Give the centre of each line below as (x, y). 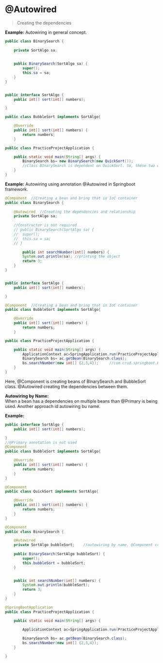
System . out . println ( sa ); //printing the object (71, 256)
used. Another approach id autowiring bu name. (53, 406)
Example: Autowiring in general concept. (46, 32)
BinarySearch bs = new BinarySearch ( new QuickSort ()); (78, 161)
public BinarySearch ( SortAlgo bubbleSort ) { (59, 554)
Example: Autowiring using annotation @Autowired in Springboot (70, 184)
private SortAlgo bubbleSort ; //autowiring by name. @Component (83, 545)
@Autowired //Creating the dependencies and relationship (75, 212)
